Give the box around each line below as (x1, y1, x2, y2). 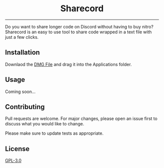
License (5, 144, 30, 153)
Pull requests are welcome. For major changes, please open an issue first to (5, 116, 158, 121)
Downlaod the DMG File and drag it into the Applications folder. (5, 61, 132, 67)
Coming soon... (5, 89, 36, 95)
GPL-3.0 (5, 158, 22, 164)
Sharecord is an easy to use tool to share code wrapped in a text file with (5, 29, 152, 35)
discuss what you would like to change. (5, 121, 84, 127)
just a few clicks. (5, 34, 39, 40)
